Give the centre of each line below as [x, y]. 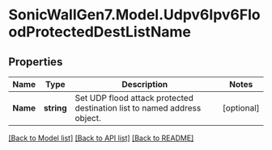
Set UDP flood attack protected [134, 98]
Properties [36, 62]
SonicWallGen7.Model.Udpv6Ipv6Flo [134, 15]
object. [88, 118]
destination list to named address [138, 108]
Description [145, 84]
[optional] [241, 108]
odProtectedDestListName [100, 32]
